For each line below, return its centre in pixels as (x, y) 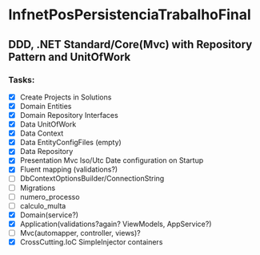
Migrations (38, 188)
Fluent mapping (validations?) (69, 169)
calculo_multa (43, 205)
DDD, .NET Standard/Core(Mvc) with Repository (130, 45)
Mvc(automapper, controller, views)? (80, 233)
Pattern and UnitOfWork (70, 57)
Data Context (42, 133)
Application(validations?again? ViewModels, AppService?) (116, 224)
